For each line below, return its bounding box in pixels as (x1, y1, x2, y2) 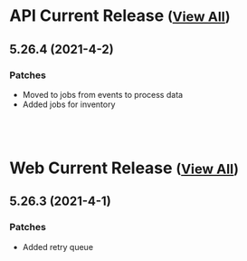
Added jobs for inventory (22, 99, 116, 110)
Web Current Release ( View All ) (9, 158, 240, 179)
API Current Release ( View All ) (9, 5, 231, 26)
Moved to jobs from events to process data (22, 89, 184, 100)
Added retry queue (22, 241, 93, 252)
